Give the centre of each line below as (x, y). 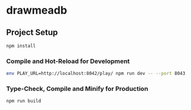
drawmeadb (37, 10)
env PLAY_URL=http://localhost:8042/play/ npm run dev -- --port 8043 (96, 74)
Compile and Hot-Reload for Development (68, 61)
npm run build (24, 101)
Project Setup (32, 32)
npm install (21, 46)
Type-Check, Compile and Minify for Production (77, 89)
